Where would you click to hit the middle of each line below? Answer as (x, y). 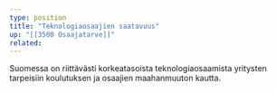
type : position (38, 18)
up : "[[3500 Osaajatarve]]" (62, 34)
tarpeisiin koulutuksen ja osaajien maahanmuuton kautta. (115, 78)
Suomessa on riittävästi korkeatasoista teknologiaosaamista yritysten (138, 69)
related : (26, 43)
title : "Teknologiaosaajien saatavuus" (85, 26)
